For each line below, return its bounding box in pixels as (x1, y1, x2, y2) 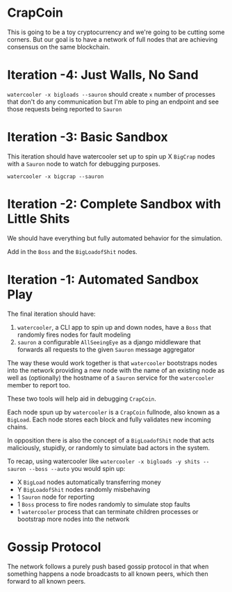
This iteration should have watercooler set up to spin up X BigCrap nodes (7, 152, 215, 161)
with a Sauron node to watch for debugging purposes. (7, 159, 161, 168)
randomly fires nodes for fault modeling (17, 330, 131, 339)
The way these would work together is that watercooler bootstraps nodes (7, 358, 217, 367)
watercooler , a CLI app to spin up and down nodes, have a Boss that (17, 323, 212, 331)
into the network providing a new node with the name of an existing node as (7, 366, 225, 374)
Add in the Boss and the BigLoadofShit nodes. (7, 247, 138, 255)
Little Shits (7, 211, 70, 227)
